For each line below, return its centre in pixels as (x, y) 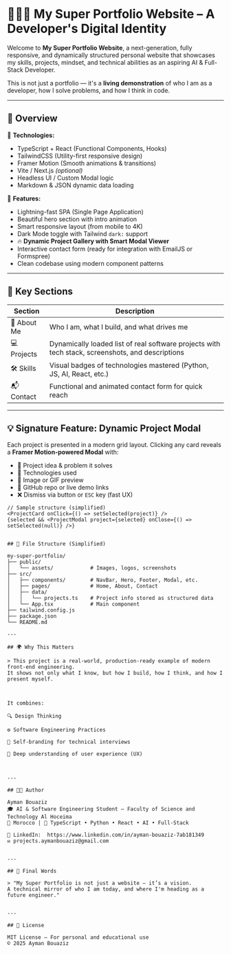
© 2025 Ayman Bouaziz (38, 944)
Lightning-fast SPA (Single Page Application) (80, 211)
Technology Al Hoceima (40, 817)
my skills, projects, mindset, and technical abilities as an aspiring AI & (105, 62)
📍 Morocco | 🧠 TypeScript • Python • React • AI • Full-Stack (98, 823)
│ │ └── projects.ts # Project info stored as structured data (110, 599)
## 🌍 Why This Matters (41, 647)
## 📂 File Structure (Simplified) (57, 544)
